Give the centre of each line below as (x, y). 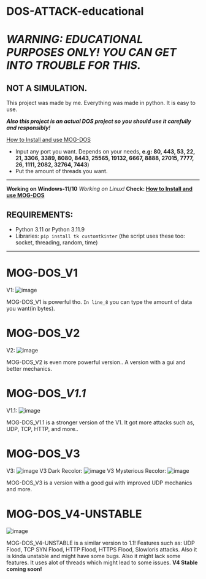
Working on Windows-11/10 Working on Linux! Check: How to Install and (100, 189)
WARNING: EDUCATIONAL (75, 40)
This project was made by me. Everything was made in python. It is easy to (101, 103)
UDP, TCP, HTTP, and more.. (42, 429)
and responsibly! (29, 128)
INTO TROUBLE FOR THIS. (74, 65)
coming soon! (24, 569)
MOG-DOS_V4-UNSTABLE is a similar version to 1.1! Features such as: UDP (101, 543)
